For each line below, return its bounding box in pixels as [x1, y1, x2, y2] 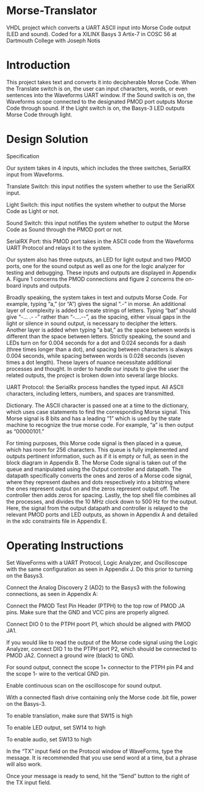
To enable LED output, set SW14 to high [6, 724, 106, 731]
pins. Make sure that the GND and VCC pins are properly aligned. [6, 608, 170, 616]
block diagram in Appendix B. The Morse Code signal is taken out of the [6, 459, 187, 466]
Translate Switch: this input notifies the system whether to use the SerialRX [6, 183, 195, 190]
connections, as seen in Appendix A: [6, 590, 99, 597]
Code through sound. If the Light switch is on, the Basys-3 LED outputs [6, 104, 185, 112]
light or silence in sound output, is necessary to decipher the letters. [6, 319, 178, 327]
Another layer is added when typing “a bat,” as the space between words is [6, 326, 195, 333]
